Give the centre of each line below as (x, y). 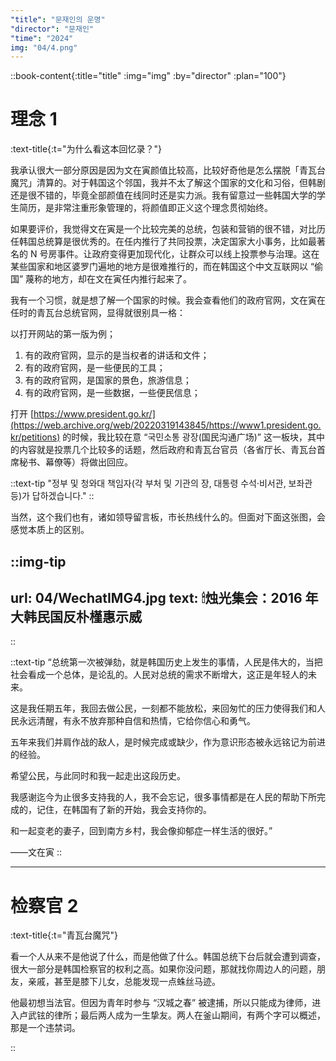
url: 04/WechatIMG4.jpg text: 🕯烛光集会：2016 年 (164, 597)
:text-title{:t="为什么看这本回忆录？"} (86, 149)
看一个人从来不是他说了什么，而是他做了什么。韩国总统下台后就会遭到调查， (168, 957)
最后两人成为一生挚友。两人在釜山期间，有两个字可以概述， (202, 1015)
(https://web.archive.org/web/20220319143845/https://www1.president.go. (166, 425)
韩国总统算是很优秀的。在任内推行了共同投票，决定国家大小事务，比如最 (167, 242)
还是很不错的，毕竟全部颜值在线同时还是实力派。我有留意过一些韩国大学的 (163, 195)
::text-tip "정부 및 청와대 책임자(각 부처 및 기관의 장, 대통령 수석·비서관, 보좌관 (161, 483)
